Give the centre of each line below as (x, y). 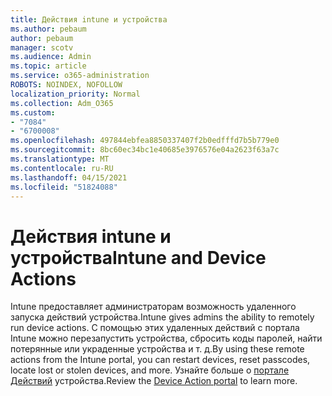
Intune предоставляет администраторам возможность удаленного (153, 307)
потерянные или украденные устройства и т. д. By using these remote (157, 349)
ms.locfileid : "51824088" (64, 187)
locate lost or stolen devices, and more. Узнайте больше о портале (150, 370)
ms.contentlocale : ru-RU (62, 168)
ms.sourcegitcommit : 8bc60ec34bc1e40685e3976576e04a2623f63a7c (145, 150)
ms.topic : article (48, 66)
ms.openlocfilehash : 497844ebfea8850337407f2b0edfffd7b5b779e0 (145, 141)
